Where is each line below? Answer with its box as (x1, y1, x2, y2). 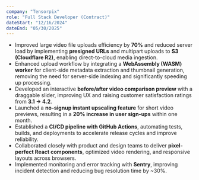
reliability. (14, 136, 39, 143)
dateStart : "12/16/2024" (6, 20, 68, 25)
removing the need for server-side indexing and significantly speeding (14, 73, 187, 80)
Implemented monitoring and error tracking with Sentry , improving (14, 161, 178, 168)
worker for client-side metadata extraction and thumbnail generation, (14, 66, 185, 74)
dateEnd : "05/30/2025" (6, 25, 62, 31)
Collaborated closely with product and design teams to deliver (14, 142, 168, 149)
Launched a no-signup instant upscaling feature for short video (14, 104, 174, 111)
